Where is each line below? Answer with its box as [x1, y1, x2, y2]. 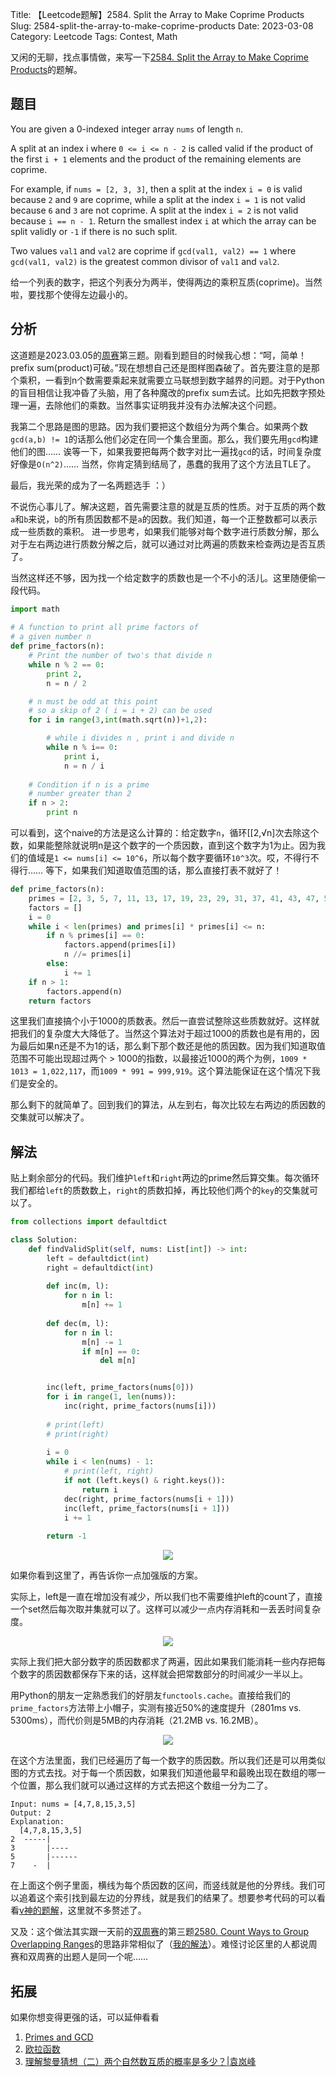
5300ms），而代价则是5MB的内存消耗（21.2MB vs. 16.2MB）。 [10, 1714, 264, 1727]
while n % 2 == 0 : [28, 659, 105, 670]
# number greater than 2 [28, 789, 132, 799]
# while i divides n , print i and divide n [46, 733, 235, 743]
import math [10, 604, 60, 614]
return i [81, 1484, 118, 1495]
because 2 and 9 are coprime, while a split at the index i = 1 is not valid [10, 193, 306, 205]
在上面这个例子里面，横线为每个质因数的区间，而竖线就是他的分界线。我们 [10, 1879, 317, 1892]
